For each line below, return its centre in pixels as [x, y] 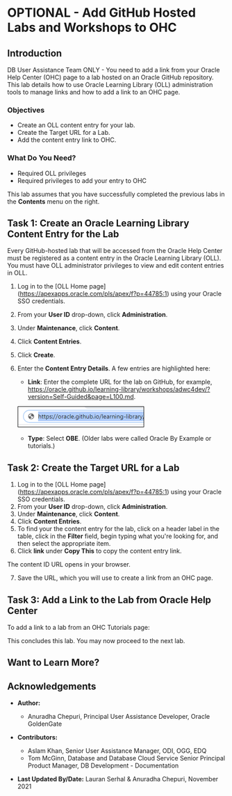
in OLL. [17, 273]
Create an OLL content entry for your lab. [76, 125]
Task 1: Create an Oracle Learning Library [98, 223]
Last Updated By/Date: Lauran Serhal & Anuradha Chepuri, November [118, 779]
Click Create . [36, 355]
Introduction [35, 53]
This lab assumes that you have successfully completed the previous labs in [116, 194]
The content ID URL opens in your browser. [69, 564]
